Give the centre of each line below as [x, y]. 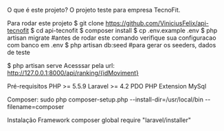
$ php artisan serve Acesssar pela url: [61, 65]
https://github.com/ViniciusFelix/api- [157, 23]
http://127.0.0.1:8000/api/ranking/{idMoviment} [73, 73]
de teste [19, 52]
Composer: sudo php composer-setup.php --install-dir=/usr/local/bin [105, 99]
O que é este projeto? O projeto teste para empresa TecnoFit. [94, 10]
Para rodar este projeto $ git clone [56, 23]
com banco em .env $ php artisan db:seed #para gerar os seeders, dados [112, 45]
